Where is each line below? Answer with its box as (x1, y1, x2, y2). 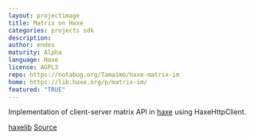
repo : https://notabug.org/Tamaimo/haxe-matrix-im (8, 71, 180, 79)
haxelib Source (8, 122, 57, 132)
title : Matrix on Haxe (8, 19, 84, 27)
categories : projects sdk (8, 26, 94, 34)
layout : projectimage (8, 11, 80, 20)
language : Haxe (8, 56, 59, 64)
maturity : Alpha (8, 48, 62, 56)
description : (8, 33, 52, 42)
